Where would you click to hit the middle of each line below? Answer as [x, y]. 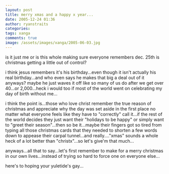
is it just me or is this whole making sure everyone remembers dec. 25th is [82, 57]
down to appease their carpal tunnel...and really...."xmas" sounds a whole [82, 135]
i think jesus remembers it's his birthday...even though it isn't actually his [81, 72]
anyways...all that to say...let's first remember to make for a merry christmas [84, 151]
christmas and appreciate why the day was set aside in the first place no [80, 108]
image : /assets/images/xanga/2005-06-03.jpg [53, 43]
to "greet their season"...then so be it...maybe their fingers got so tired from [84, 125]
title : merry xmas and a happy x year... [49, 15]
